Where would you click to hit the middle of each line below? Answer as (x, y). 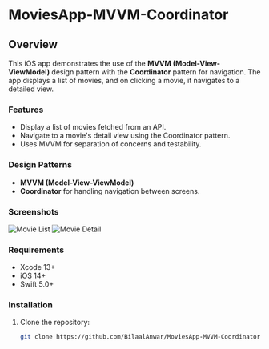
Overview (33, 44)
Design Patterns (40, 165)
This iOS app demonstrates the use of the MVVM (90, 63)
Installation (31, 305)
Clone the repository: (55, 323)
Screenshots (34, 211)
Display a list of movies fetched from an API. (93, 127)
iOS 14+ (33, 276)
